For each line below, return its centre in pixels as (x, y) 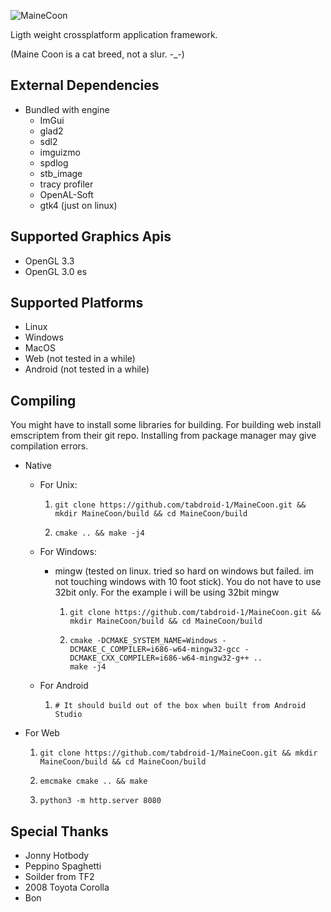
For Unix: (58, 485)
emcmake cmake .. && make (93, 781)
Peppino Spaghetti (63, 866)
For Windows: (68, 552)
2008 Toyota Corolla (67, 887)
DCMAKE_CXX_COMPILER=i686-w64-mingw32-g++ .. (166, 658)
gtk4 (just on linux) (78, 205)
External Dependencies (85, 85)
